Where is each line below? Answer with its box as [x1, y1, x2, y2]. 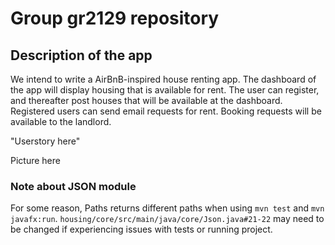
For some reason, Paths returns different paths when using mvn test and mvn [10, 202, 325, 214]
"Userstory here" [10, 135, 81, 147]
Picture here [10, 155, 61, 166]
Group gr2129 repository [10, 7, 220, 30]
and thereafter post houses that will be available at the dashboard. [10, 95, 283, 106]
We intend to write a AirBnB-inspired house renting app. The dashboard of [10, 73, 317, 85]
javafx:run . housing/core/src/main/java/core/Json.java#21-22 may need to [10, 213, 325, 225]
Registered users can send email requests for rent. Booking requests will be [10, 105, 322, 117]
